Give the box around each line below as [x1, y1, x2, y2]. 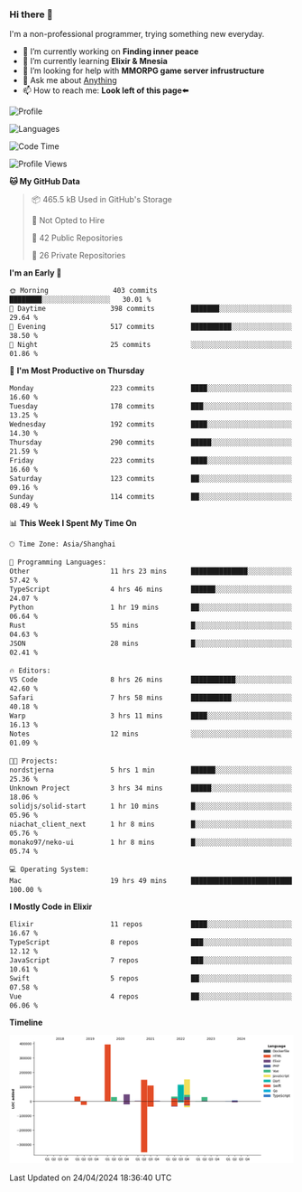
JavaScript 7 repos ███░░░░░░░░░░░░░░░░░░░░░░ [9, 956, 293, 965]
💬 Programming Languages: [9, 558, 106, 568]
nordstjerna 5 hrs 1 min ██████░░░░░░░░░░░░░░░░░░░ [9, 765, 293, 775]
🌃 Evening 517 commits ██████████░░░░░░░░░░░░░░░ [9, 323, 293, 332]
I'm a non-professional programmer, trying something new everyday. [9, 29, 265, 40]
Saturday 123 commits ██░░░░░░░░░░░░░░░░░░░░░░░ [9, 474, 293, 483]
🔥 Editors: [9, 666, 51, 676]
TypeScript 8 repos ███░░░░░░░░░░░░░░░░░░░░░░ [9, 938, 293, 947]
